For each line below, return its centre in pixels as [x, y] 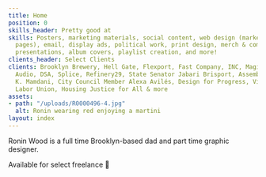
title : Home [28, 15]
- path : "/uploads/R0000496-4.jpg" [67, 104]
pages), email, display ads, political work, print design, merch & [131, 45]
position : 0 [28, 23]
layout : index [32, 119]
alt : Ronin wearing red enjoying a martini [88, 111]
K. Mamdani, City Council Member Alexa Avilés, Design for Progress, [132, 81]
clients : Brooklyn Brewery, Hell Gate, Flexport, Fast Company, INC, [125, 67]
